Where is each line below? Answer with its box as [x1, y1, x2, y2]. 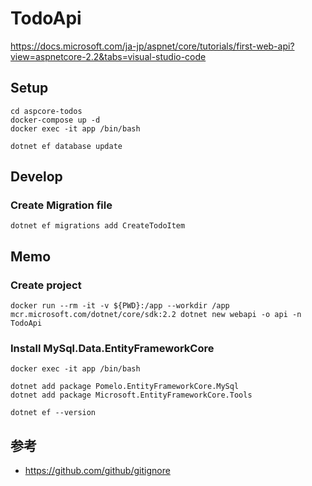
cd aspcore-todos [10, 106, 83, 116]
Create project [10, 278, 82, 292]
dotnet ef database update [10, 141, 123, 151]
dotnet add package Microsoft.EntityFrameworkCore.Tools [10, 390, 253, 401]
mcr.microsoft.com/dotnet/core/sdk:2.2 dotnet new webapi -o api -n [10, 310, 302, 320]
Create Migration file [10, 198, 113, 212]
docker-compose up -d [10, 115, 101, 125]
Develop [10, 168, 63, 186]
